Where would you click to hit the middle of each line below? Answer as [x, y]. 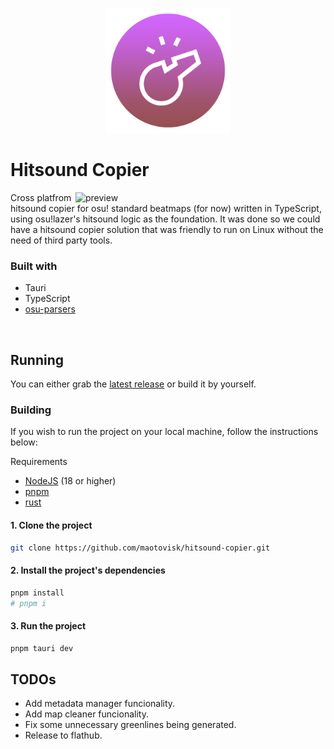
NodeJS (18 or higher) [70, 481]
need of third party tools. [61, 240]
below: [24, 442]
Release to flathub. [63, 735]
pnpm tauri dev [42, 648]
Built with [34, 266]
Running [37, 359]
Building [31, 410]
